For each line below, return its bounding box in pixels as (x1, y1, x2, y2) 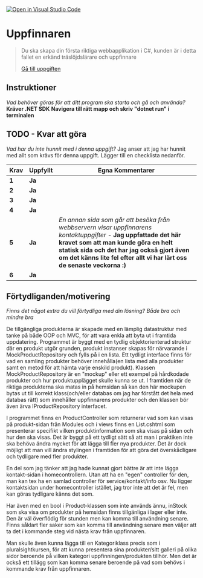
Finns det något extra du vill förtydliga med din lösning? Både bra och (6, 307, 181, 315)
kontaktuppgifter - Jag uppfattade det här (59, 231, 181, 239)
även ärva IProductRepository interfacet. (6, 402, 108, 410)
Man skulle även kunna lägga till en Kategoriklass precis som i (6, 539, 161, 547)
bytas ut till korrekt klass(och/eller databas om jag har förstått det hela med (6, 390, 193, 397)
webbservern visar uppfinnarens (59, 223, 152, 231)
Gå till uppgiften (21, 65, 61, 72)
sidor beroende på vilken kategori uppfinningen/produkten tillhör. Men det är (6, 553, 197, 560)
